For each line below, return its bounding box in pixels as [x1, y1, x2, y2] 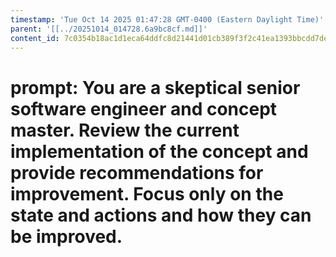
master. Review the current [10, 119, 240, 141]
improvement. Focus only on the [10, 182, 284, 205]
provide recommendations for [10, 161, 264, 184]
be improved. [10, 225, 123, 248]
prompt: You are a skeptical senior [10, 76, 301, 99]
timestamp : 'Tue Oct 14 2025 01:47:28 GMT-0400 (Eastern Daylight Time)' [10, 14, 325, 25]
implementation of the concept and [10, 140, 309, 163]
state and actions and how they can [10, 204, 312, 226]
